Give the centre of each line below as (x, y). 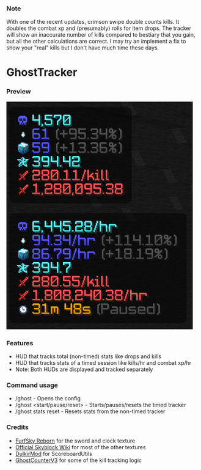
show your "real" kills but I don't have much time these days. (83, 48)
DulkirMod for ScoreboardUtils (54, 453)
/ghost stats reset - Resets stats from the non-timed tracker (90, 411)
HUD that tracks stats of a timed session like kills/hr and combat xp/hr (103, 363)
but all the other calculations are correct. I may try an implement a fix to (96, 42)
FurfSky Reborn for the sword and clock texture (75, 441)
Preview (19, 92)
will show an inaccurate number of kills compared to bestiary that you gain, (101, 35)
